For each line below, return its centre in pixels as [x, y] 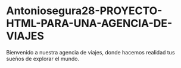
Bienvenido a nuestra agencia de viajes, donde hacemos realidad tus [90, 52]
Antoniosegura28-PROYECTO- [84, 11]
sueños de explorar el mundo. [43, 59]
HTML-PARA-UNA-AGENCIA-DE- [89, 23]
